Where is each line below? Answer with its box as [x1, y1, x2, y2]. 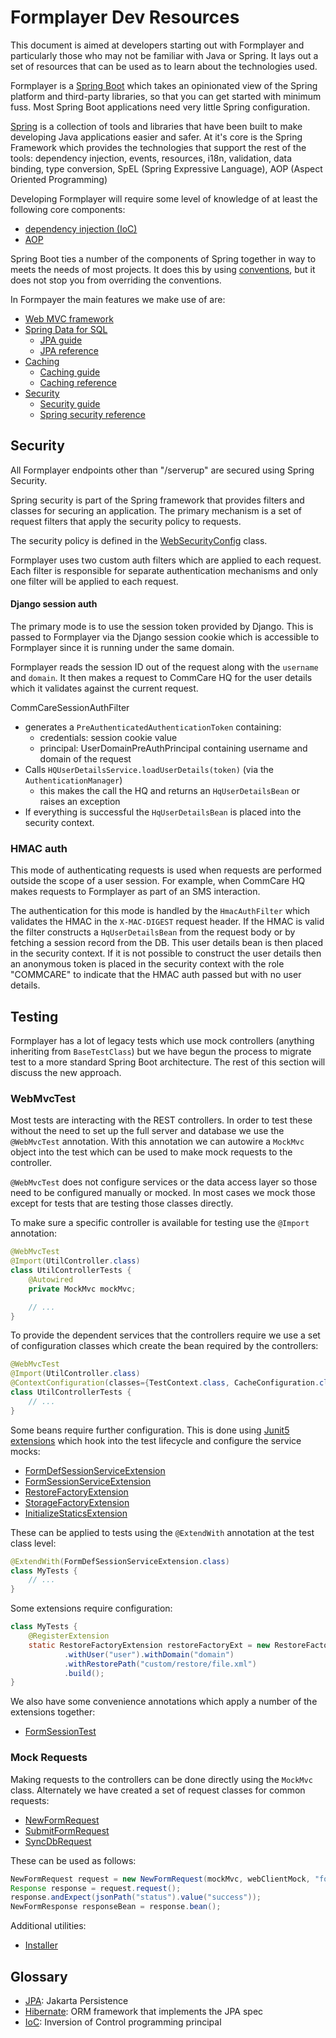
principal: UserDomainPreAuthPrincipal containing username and [39, 742, 308, 754]
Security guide [39, 397, 101, 410]
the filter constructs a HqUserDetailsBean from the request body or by [10, 926, 296, 938]
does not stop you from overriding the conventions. [10, 274, 222, 286]
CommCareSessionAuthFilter [10, 701, 130, 713]
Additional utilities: [10, 1920, 87, 1932]
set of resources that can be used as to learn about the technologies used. [10, 60, 318, 72]
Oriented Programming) [10, 173, 108, 185]
